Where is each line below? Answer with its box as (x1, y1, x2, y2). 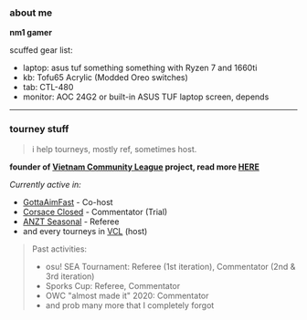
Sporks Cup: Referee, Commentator (45, 280, 181, 291)
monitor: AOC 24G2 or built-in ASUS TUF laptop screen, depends (22, 91, 270, 102)
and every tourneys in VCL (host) (22, 225, 148, 236)
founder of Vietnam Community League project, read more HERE (9, 161, 260, 172)
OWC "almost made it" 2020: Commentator (45, 290, 209, 301)
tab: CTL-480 (22, 82, 74, 93)
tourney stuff (9, 123, 69, 136)
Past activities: (31, 243, 88, 254)
